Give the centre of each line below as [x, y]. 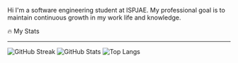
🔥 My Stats [24, 31]
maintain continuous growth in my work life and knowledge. [95, 17]
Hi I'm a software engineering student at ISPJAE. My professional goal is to [116, 10]
